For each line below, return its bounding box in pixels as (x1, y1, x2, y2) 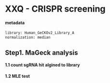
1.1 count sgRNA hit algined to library (5, 62, 80, 68)
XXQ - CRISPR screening (5, 3, 106, 15)
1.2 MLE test (5, 73, 30, 79)
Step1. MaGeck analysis (5, 49, 78, 57)
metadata (5, 19, 25, 25)
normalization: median (5, 35, 51, 40)
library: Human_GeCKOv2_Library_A (5, 31, 75, 35)
